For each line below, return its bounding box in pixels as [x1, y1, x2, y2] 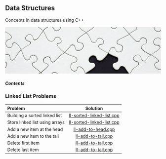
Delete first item [7, 140, 40, 146]
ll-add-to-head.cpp [73, 126, 115, 132]
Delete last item [7, 147, 39, 153]
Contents [5, 80, 25, 86]
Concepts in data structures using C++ [5, 17, 84, 23]
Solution [85, 105, 103, 111]
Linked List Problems [5, 92, 57, 99]
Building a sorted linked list [7, 113, 62, 119]
